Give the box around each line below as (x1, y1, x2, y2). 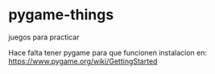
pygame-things (8, 6, 114, 24)
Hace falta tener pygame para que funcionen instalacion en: (8, 47, 208, 57)
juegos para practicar (8, 32, 80, 42)
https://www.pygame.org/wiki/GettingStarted (8, 56, 158, 66)
